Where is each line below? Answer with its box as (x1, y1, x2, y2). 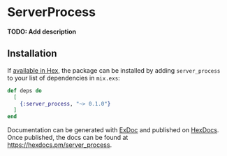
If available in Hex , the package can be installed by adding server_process (7, 66, 221, 74)
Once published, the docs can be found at (7, 134, 129, 142)
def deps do (7, 87, 42, 94)
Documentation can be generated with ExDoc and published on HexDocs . (7, 126, 219, 134)
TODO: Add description (7, 27, 77, 36)
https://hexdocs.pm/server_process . (7, 141, 112, 149)
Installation (7, 48, 57, 59)
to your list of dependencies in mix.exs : (7, 73, 120, 82)
